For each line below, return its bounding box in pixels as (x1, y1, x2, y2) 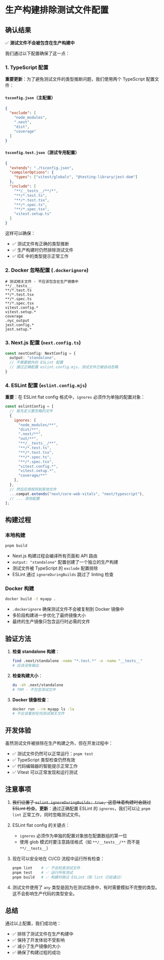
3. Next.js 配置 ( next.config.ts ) (5, 339, 81, 346)
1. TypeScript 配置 (5, 64, 49, 71)
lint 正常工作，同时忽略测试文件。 (12, 811, 83, 817)
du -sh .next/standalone (12, 682, 64, 688)
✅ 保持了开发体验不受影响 (12, 937, 65, 943)
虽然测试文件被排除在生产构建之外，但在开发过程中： (5, 740, 113, 746)
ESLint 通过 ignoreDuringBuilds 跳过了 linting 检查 (12, 572, 114, 578)
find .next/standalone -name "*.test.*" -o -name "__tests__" (12, 658, 143, 664)
